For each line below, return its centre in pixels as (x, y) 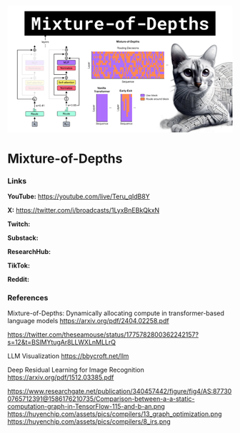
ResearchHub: (29, 251)
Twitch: (19, 224)
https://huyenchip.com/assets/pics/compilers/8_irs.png (89, 422)
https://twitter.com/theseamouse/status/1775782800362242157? (103, 335)
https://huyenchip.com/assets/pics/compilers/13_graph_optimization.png (115, 414)
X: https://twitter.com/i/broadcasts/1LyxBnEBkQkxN (84, 210)
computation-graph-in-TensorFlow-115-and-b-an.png (86, 407)
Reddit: (19, 279)
